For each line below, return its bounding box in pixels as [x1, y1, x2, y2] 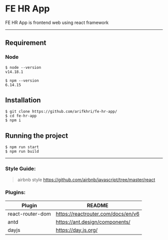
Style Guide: [5, 165, 36, 172]
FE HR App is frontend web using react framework [5, 19, 109, 25]
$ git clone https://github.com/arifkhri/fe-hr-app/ [5, 109, 117, 114]
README [86, 202, 108, 209]
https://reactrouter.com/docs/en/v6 [55, 210, 140, 217]
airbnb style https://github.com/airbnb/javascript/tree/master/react [17, 177, 155, 183]
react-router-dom [7, 210, 51, 217]
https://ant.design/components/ [55, 218, 131, 225]
